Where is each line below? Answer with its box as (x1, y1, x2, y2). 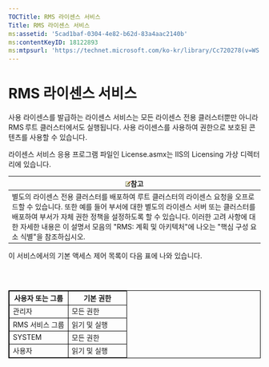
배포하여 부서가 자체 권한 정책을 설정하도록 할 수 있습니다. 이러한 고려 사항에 (11, 212, 248, 221)
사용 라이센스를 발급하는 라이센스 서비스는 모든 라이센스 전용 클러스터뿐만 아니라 (8, 113, 259, 122)
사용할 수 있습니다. (29, 133, 88, 142)
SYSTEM (13, 333, 42, 342)
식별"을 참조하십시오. (19, 232, 86, 241)
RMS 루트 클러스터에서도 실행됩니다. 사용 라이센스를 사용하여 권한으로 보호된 (8, 122, 247, 132)
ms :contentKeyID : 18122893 (8, 38, 98, 46)
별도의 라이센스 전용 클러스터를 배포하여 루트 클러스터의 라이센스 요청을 (11, 192, 234, 201)
